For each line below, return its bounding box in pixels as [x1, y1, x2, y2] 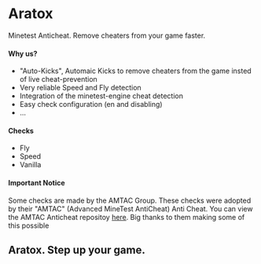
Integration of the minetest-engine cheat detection [19, 91, 183, 101]
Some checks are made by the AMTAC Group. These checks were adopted [8, 196, 252, 205]
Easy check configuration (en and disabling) [19, 100, 163, 109]
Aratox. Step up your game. [8, 243, 145, 256]
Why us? [8, 49, 38, 58]
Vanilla [19, 160, 42, 170]
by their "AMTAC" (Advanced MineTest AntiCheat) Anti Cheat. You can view [8, 203, 253, 213]
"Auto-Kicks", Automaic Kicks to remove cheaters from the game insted [19, 66, 252, 75]
